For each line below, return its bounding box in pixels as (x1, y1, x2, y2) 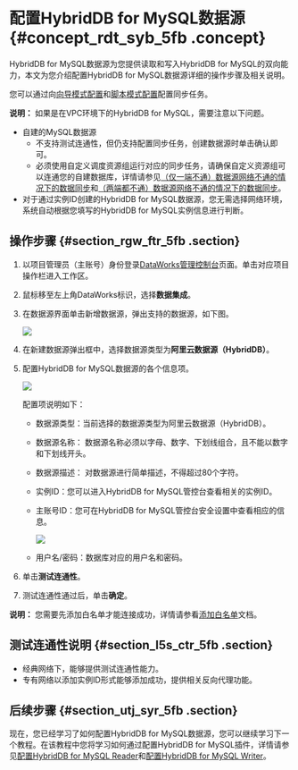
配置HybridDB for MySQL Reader (17, 750, 139, 761)
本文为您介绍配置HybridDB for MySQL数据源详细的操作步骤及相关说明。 (24, 69, 290, 80)
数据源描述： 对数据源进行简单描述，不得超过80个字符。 (35, 467, 244, 478)
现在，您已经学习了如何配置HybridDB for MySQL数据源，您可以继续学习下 (9, 728, 283, 739)
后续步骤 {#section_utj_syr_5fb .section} (9, 703, 238, 718)
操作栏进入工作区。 (21, 270, 94, 281)
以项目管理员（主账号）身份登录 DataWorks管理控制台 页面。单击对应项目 (21, 258, 290, 269)
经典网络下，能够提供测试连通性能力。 (21, 663, 163, 673)
